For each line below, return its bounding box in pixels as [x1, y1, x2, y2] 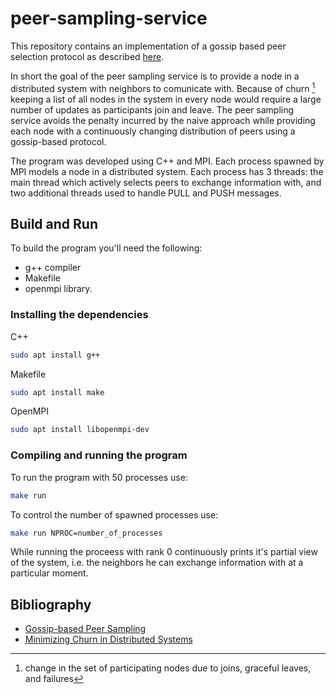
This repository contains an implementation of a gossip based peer [10, 40, 287, 52]
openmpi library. [24, 283, 93, 295]
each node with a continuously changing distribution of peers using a [10, 125, 296, 137]
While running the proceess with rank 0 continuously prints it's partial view [10, 546, 318, 558]
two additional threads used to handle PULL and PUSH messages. [10, 187, 282, 199]
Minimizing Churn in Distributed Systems [24, 633, 193, 646]
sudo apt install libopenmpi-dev [10, 425, 150, 435]
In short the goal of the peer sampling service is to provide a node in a [10, 70, 300, 82]
